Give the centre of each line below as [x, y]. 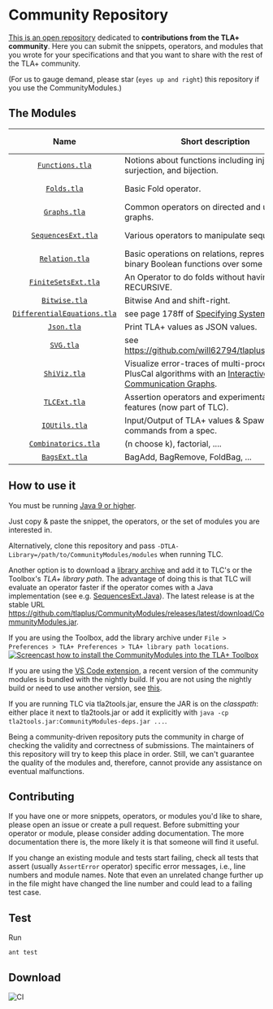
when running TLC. [191, 554]
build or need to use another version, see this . [85, 688]
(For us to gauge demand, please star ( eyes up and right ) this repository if [134, 79]
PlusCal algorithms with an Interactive [197, 373]
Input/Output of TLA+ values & [183, 420]
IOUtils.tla [65, 425]
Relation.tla [65, 259]
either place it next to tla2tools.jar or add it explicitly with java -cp [119, 712]
